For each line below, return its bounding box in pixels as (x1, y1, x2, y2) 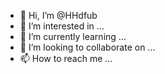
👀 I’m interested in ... (19, 20, 105, 32)
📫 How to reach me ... (19, 53, 113, 64)
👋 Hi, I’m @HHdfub (19, 10, 98, 21)
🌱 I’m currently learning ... (19, 31, 127, 42)
